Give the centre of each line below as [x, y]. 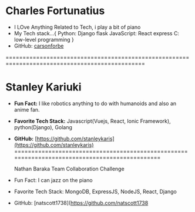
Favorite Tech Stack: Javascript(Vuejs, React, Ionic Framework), [92, 121]
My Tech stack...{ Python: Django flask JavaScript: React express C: [97, 33]
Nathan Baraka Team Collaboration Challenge [69, 169]
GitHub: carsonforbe [39, 46]
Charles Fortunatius [55, 11]
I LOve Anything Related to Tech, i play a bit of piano [77, 27]
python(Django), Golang [43, 127]
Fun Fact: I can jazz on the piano [53, 180]
